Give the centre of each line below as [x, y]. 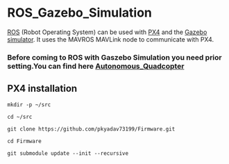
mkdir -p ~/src [29, 105]
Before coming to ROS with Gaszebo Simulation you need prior [114, 57]
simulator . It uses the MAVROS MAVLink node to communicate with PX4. [110, 39]
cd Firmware [24, 141]
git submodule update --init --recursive [68, 153]
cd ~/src [20, 117]
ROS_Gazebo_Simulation [80, 13]
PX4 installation [42, 89]
